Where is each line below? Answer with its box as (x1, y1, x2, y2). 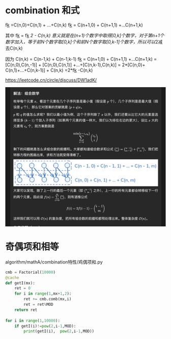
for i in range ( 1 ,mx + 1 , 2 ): (14, 291, 72, 296)
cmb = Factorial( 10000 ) (5, 270, 56, 275)
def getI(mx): (5, 280, 36, 285)
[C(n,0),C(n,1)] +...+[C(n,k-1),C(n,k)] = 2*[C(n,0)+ (42, 62, 146, 68)
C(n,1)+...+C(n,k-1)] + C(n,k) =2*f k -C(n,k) (5, 67, 93, 73)
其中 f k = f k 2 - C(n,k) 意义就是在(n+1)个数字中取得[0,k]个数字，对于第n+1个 (5, 32, 164, 38)
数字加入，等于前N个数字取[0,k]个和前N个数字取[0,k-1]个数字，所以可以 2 (5, 39, 158, 45)
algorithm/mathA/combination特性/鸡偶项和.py (5, 258, 103, 265)
